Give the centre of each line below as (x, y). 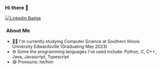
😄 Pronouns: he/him (33, 62)
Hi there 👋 (17, 8)
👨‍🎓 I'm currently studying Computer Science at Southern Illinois (76, 41)
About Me (18, 31)
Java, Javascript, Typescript (40, 56)
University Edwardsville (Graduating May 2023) (60, 46)
